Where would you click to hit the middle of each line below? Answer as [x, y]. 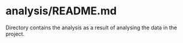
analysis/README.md [61, 11]
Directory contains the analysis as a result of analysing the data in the [91, 27]
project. [15, 33]
